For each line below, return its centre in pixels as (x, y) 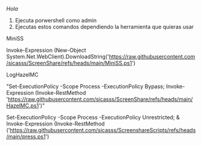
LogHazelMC (23, 75)
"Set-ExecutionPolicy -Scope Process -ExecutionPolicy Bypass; (85, 86)
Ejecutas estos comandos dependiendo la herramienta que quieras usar (104, 27)
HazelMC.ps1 (23, 106)
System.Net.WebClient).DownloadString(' (58, 56)
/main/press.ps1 (26, 136)
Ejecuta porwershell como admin (56, 20)
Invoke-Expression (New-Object (46, 50)
